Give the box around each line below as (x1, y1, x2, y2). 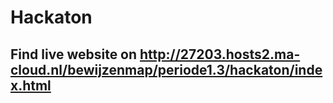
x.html (10, 77, 52, 94)
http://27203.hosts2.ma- (139, 46, 301, 63)
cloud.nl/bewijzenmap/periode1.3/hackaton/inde (10, 61, 323, 78)
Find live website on (10, 46, 138, 63)
